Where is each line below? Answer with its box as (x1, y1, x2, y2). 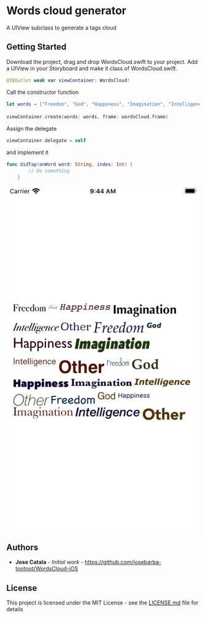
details (6, 605, 23, 612)
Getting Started (6, 42, 67, 52)
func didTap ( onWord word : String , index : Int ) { (6, 161, 133, 168)
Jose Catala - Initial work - (15, 558, 84, 566)
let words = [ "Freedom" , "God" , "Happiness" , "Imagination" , (6, 101, 166, 107)
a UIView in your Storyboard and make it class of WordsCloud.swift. (6, 64, 178, 72)
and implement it (6, 149, 49, 156)
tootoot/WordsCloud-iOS (15, 565, 78, 573)
